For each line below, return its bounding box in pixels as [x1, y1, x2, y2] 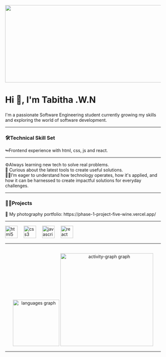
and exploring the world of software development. [5, 117, 107, 123]
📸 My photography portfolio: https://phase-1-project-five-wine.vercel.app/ [5, 211, 157, 217]
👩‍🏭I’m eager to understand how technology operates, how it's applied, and [5, 172, 158, 178]
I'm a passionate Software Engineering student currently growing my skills [5, 112, 157, 118]
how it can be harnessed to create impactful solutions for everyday [5, 178, 142, 184]
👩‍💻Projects [5, 200, 33, 207]
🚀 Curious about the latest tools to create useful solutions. [5, 167, 124, 173]
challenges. [5, 183, 29, 189]
